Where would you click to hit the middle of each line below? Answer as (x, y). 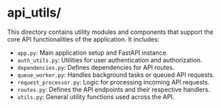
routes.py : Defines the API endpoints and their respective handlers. (113, 89)
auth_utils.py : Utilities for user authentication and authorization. (109, 60)
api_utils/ (34, 13)
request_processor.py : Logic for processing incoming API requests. (113, 82)
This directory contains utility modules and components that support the (110, 32)
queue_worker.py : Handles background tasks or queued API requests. (116, 75)
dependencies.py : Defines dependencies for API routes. (96, 67)
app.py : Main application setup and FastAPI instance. (92, 53)
